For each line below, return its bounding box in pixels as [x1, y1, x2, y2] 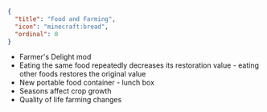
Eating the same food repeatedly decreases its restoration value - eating [18, 60, 259, 70]
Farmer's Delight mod [18, 52, 92, 62]
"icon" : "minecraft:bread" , [14, 23, 109, 31]
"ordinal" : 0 [14, 30, 59, 38]
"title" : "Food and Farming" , [14, 15, 116, 23]
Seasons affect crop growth [18, 86, 112, 96]
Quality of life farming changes [18, 95, 122, 105]
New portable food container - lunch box [18, 77, 154, 88]
